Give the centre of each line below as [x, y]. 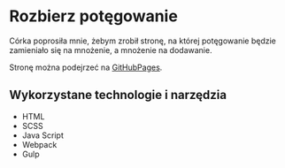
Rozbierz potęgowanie [94, 16]
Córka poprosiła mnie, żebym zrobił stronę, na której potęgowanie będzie [143, 41]
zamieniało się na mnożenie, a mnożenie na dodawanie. [111, 50]
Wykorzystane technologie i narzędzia [118, 95]
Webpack [39, 144]
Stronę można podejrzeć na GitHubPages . [86, 67]
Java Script [42, 135]
